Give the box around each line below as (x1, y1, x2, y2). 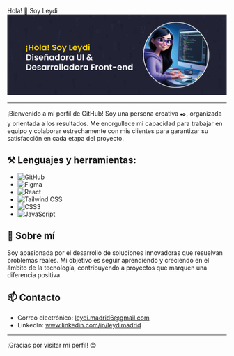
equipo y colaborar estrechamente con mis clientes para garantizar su (7, 127, 209, 135)
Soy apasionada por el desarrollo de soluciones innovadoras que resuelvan (7, 248, 223, 257)
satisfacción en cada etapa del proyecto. (7, 134, 124, 143)
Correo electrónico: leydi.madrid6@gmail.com (17, 314, 150, 322)
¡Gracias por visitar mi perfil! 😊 (7, 341, 97, 350)
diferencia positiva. (7, 270, 62, 279)
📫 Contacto (7, 292, 61, 304)
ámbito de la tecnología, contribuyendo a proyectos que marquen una (7, 263, 208, 272)
